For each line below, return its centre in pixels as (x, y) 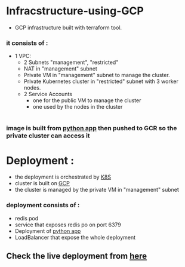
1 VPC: (23, 56)
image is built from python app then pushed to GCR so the (92, 128)
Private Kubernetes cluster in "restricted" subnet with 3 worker (101, 81)
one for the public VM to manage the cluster (87, 100)
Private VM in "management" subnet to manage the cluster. (97, 75)
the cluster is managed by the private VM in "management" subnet (97, 190)
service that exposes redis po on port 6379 (68, 225)
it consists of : (27, 43)
